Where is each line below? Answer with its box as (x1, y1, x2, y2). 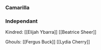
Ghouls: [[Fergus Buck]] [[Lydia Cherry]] (5, 39, 90, 45)
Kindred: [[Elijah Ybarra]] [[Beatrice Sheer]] (5, 29, 97, 35)
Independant (5, 17, 38, 24)
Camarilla (5, 4, 30, 11)
